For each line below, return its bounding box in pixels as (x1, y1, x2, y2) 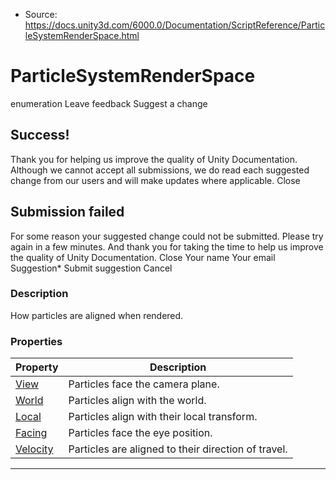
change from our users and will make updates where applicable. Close (10, 174, 301, 186)
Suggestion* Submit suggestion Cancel (10, 262, 173, 274)
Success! (10, 127, 70, 144)
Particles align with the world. (68, 394, 207, 408)
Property (15, 360, 59, 374)
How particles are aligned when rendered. (10, 309, 184, 321)
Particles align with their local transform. (68, 410, 258, 424)
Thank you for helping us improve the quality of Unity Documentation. (10, 153, 298, 165)
